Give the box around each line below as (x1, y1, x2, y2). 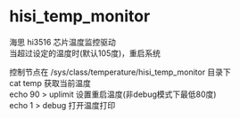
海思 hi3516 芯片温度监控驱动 (9, 36, 116, 47)
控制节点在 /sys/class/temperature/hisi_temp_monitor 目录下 (9, 67, 232, 77)
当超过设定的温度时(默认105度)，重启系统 (9, 47, 161, 59)
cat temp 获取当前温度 (9, 77, 91, 88)
